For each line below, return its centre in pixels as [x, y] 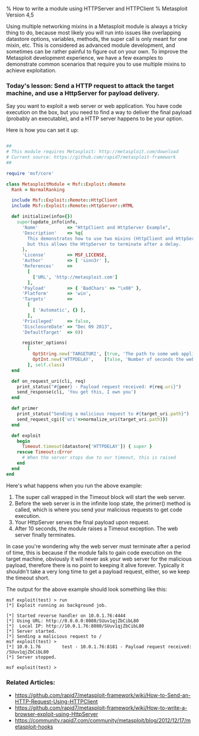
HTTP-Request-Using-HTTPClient [56, 701]
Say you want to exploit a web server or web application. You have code [94, 106]
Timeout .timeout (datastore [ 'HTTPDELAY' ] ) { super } [87, 447]
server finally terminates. [45, 535]
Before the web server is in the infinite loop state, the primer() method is [103, 503]
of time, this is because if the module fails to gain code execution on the [94, 552]
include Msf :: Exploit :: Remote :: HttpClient [65, 200]
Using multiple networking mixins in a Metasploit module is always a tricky [97, 26]
